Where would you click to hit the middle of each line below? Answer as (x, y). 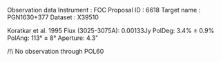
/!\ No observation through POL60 (56, 51)
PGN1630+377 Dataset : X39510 (53, 17)
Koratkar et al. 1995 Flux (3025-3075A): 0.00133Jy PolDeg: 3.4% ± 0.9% (111, 31)
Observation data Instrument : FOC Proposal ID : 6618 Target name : (104, 10)
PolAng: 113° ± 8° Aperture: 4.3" (53, 38)
